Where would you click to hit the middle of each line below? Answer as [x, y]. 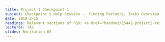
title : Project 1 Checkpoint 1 [37, 9]
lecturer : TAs [20, 28]
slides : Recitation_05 [28, 32]
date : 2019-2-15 [22, 18]
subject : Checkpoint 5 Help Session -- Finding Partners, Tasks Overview [82, 14]
